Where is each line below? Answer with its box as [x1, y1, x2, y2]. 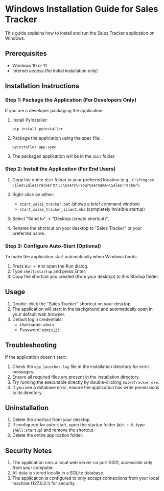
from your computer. [12, 465, 54, 471]
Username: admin [19, 321, 54, 327]
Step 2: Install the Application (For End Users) [5, 166, 116, 172]
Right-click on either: [12, 191, 55, 197]
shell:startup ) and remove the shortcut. [12, 427, 94, 433]
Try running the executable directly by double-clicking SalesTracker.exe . [12, 379, 159, 385]
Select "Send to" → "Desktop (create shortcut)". [12, 216, 109, 221]
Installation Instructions [5, 82, 80, 90]
